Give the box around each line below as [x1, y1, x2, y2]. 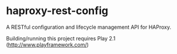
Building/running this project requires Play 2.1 [6, 35, 116, 42]
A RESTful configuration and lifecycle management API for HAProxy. [6, 23, 172, 31]
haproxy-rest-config [6, 4, 109, 18]
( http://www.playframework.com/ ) [6, 41, 89, 48]
